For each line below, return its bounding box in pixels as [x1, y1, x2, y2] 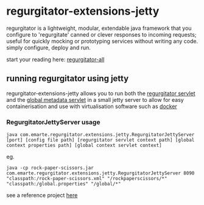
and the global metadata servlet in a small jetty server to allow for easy [6, 96, 184, 103]
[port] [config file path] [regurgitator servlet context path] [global [6, 137, 195, 143]
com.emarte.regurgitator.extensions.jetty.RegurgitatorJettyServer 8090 [6, 170, 195, 176]
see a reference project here [6, 192, 78, 199]
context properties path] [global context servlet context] [6, 142, 163, 149]
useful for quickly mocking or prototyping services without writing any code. [6, 37, 199, 45]
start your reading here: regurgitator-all [6, 56, 105, 63]
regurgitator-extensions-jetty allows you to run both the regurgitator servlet [6, 90, 196, 97]
